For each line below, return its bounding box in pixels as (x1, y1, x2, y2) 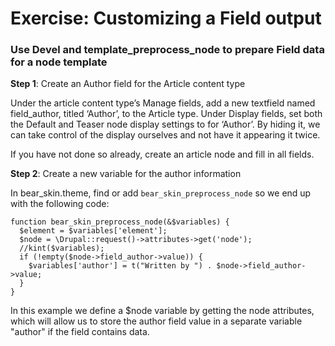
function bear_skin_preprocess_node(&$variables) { (10, 217, 230, 227)
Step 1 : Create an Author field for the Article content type (10, 78, 246, 90)
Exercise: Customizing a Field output (10, 7, 322, 30)
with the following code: (10, 198, 110, 210)
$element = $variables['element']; (19, 226, 168, 236)
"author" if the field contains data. (10, 326, 150, 338)
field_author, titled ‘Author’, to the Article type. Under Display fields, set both (10, 108, 323, 120)
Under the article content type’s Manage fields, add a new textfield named (10, 97, 316, 109)
